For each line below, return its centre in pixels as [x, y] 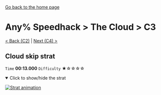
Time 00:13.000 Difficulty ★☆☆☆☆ [45, 68]
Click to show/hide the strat [38, 78]
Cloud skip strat [30, 56]
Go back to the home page [32, 7]
